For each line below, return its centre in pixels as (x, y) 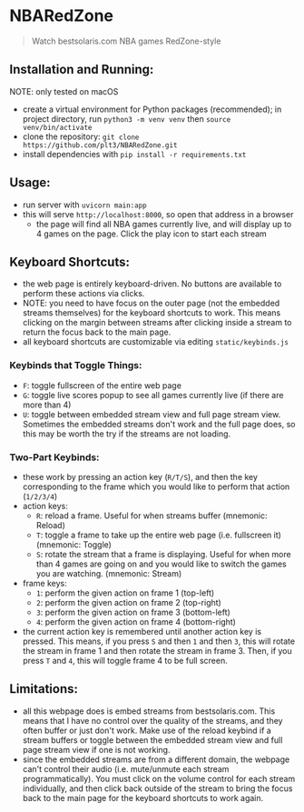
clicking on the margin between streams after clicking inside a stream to (157, 323)
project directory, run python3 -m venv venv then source (127, 118)
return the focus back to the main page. (97, 332)
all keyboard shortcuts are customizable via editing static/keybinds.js (155, 342)
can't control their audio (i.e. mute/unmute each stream (126, 768)
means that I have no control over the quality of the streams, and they (152, 720)
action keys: (45, 506)
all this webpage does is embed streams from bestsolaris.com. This (149, 711)
